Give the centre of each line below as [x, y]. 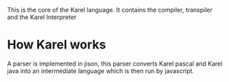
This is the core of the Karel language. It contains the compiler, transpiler [110, 10]
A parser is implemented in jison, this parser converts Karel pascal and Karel [115, 64]
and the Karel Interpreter [42, 17]
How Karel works [57, 45]
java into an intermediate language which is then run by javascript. [100, 70]
